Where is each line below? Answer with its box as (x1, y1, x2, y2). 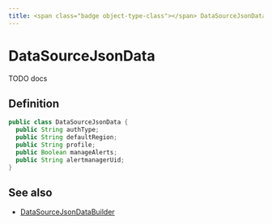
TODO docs (8, 74, 48, 83)
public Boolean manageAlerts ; (15, 148, 117, 156)
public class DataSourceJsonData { (8, 118, 129, 126)
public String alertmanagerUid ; (15, 155, 125, 164)
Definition (8, 96, 59, 110)
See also (8, 185, 53, 199)
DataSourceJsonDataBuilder (19, 207, 115, 217)
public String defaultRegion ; (15, 133, 117, 142)
